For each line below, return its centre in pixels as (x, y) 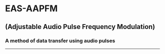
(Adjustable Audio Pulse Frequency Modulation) (80, 27)
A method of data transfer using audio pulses (60, 41)
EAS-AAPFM (31, 9)
